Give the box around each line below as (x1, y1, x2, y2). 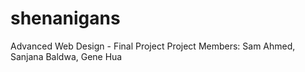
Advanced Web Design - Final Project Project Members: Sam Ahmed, (10, 40, 296, 52)
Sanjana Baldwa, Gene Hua (10, 50, 123, 62)
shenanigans (10, 7, 121, 30)
